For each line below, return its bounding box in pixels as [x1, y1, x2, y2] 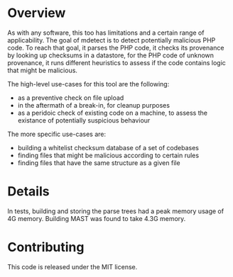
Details [7, 183, 50, 200]
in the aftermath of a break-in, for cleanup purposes [17, 101, 170, 109]
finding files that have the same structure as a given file [17, 158, 180, 167]
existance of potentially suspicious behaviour [17, 115, 151, 125]
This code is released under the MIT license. [7, 262, 138, 271]
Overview [7, 5, 66, 21]
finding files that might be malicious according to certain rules [17, 151, 200, 159]
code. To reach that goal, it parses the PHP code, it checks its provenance [7, 43, 224, 52]
